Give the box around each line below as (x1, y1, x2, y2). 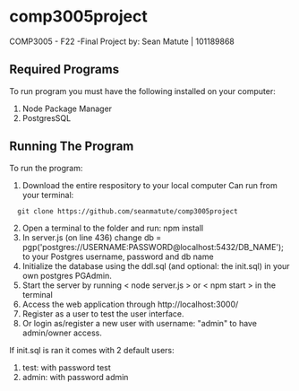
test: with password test (21, 361, 112, 373)
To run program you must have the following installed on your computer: (9, 85, 276, 96)
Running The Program (9, 139, 134, 154)
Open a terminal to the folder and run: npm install (21, 222, 204, 233)
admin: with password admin (21, 371, 129, 382)
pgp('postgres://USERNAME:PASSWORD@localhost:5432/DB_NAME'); (21, 241, 285, 252)
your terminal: (21, 189, 74, 200)
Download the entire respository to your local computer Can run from (21, 179, 278, 190)
